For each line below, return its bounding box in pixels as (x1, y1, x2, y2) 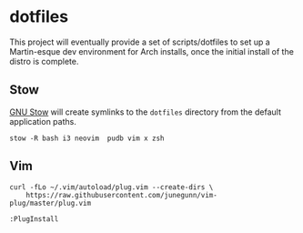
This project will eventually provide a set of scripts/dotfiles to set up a (9, 36, 270, 47)
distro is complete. (9, 56, 79, 66)
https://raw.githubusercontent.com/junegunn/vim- (25, 190, 218, 199)
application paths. (9, 116, 77, 127)
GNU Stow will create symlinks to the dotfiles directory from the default (9, 106, 282, 117)
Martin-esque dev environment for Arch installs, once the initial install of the (9, 46, 294, 56)
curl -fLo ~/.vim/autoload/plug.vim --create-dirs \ (9, 182, 214, 192)
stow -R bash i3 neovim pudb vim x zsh (9, 134, 166, 143)
